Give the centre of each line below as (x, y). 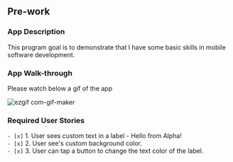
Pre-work (29, 12)
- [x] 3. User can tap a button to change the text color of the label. (105, 151)
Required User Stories (46, 120)
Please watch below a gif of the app (60, 88)
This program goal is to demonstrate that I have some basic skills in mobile (116, 47)
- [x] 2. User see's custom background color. (75, 144)
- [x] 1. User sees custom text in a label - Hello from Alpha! (95, 136)
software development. (41, 54)
